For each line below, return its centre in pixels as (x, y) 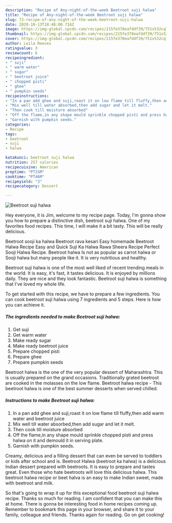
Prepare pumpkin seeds (38, 363)
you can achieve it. (25, 305)
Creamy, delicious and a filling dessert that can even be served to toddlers (84, 456)
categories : (18, 124)
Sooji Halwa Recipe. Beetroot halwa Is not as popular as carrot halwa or (81, 252)
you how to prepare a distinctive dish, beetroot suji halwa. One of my (78, 220)
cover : (12, 39)
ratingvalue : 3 (21, 48)
